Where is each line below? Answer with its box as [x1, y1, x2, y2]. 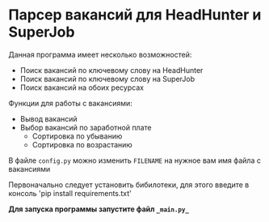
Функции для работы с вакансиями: [8, 98, 133, 108]
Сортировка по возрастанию [32, 139, 133, 149]
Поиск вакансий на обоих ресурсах [19, 83, 144, 92]
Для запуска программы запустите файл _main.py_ [8, 204, 190, 214]
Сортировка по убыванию [32, 131, 123, 141]
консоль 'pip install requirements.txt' [8, 188, 132, 198]
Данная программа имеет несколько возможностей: [8, 49, 192, 59]
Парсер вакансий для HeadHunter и [8, 6, 262, 24]
